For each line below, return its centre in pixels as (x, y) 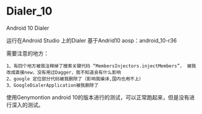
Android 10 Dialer (28, 28)
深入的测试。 (27, 105)
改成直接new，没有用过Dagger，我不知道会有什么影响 (64, 72)
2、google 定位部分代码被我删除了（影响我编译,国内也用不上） (75, 79)
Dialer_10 (29, 11)
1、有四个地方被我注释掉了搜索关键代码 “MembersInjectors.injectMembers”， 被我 (101, 66)
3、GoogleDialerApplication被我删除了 (52, 85)
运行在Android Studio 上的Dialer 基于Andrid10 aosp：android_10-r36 (92, 40)
